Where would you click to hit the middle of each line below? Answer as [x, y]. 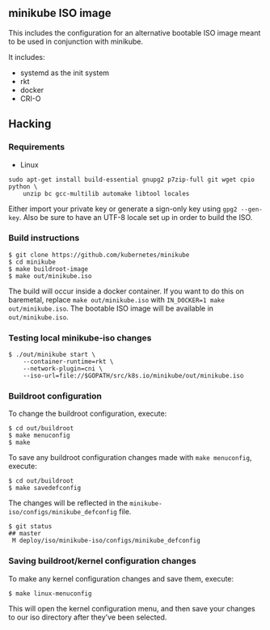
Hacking [30, 124]
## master [25, 534]
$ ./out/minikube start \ [52, 355]
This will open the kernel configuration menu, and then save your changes [132, 608]
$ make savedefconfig [45, 488]
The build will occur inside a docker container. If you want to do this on [127, 291]
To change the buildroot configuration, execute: [88, 414]
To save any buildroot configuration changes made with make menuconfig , [130, 458]
